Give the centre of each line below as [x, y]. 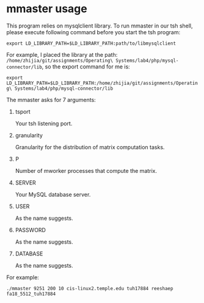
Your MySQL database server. [53, 194]
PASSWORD [30, 230]
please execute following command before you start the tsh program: [93, 32]
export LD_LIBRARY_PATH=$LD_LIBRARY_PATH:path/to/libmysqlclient [91, 43]
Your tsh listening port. [44, 123]
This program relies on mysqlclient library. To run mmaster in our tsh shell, [100, 26]
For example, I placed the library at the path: [62, 54]
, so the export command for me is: [86, 67]
